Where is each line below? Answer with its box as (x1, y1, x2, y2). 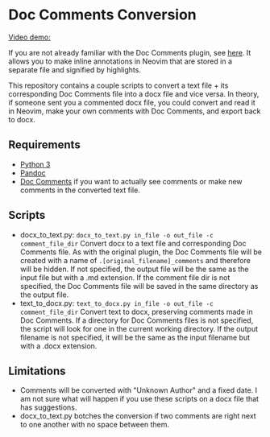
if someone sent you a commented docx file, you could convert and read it (8, 97, 255, 107)
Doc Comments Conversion (8, 6, 197, 24)
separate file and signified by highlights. (8, 64, 141, 74)
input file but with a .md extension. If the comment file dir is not (19, 272, 231, 282)
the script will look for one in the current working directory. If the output (19, 324, 259, 333)
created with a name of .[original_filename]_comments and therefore (19, 255, 251, 265)
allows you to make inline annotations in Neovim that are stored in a (8, 56, 232, 66)
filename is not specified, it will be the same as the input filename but (19, 332, 251, 342)
